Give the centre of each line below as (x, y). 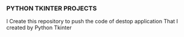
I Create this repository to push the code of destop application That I (92, 21)
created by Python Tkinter (39, 27)
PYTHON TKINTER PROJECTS (52, 8)
